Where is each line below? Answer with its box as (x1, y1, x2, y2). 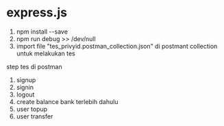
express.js (6, 5, 68, 21)
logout (16, 90, 35, 99)
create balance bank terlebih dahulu (16, 97, 119, 105)
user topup (16, 105, 48, 113)
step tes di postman (6, 62, 62, 71)
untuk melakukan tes (16, 49, 76, 58)
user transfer (16, 112, 53, 121)
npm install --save (16, 27, 68, 36)
